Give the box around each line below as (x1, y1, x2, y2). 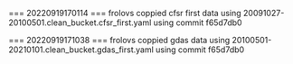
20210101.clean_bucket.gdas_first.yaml (8, 44, 155, 55)
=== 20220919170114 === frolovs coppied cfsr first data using (8, 8, 241, 18)
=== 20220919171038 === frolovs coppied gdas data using (8, 35, 231, 45)
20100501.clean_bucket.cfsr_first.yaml (8, 17, 152, 28)
